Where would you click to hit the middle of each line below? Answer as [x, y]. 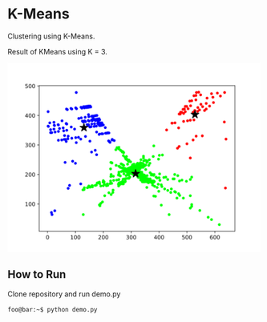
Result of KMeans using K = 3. [57, 51]
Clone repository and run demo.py [64, 294]
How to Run [37, 274]
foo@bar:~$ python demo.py [53, 309]
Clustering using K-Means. [51, 36]
